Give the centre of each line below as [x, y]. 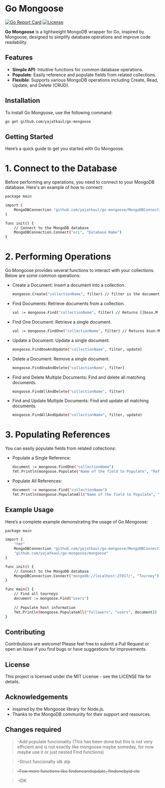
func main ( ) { [20, 589]
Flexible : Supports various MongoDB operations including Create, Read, [85, 80]
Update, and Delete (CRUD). [41, 85]
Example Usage [29, 510]
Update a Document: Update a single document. [61, 340]
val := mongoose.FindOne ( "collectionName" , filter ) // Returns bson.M [86, 331]
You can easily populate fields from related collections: [61, 449]
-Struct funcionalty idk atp [44, 761]
